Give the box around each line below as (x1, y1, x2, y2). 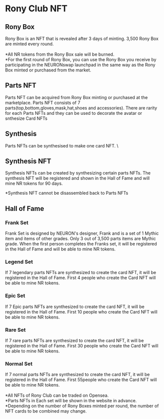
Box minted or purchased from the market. (5, 67, 92, 73)
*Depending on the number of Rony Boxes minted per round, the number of (5, 403, 159, 409)
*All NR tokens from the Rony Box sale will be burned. (5, 51, 115, 57)
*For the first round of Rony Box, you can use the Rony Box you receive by (5, 57, 157, 62)
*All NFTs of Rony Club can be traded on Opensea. (5, 392, 109, 398)
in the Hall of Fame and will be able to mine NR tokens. (5, 246, 116, 252)
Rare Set (5, 326, 26, 333)
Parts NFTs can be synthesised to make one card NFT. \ (5, 142, 119, 148)
